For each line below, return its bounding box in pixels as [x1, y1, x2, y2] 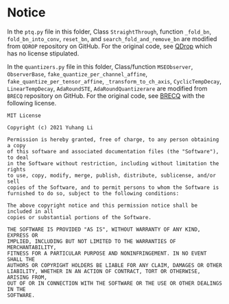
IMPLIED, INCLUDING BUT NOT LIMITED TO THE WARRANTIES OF [7, 238, 176, 244]
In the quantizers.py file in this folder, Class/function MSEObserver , [7, 62, 193, 71]
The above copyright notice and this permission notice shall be [7, 202, 197, 209]
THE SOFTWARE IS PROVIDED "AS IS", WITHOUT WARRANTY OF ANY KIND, [7, 226, 201, 233]
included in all [7, 207, 53, 215]
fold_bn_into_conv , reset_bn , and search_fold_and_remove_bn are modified [7, 34, 217, 42]
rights [7, 166, 26, 173]
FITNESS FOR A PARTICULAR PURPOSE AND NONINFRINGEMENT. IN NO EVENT [7, 250, 207, 257]
